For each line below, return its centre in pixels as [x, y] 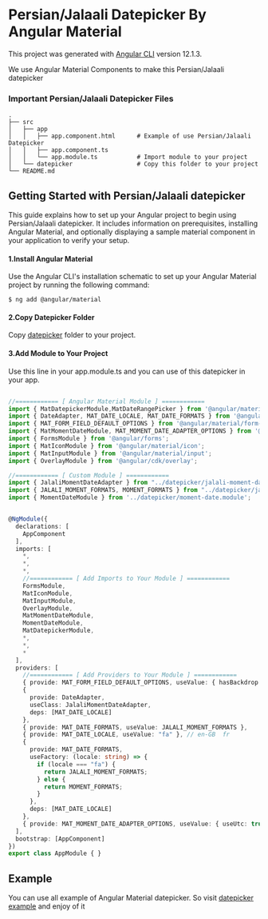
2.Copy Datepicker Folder [51, 317]
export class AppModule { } [55, 853]
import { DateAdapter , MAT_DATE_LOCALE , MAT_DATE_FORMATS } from [119, 416]
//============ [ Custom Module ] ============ [89, 475]
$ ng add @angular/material [55, 300]
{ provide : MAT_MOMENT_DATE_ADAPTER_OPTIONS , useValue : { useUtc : [135, 824]
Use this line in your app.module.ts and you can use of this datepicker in [127, 371]
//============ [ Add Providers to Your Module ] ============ [130, 675]
